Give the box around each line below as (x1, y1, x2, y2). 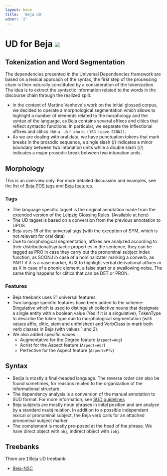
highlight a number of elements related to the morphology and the (12, 113, 148, 119)
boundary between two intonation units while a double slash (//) (12, 144, 144, 150)
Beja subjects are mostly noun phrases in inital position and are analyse (12, 402, 160, 408)
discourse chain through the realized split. (5, 92, 92, 98)
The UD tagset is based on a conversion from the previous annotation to (12, 217, 161, 223)
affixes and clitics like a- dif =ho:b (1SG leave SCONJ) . (12, 128, 126, 135)
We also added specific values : (12, 331, 78, 337)
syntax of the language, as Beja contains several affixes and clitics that (12, 118, 159, 124)
